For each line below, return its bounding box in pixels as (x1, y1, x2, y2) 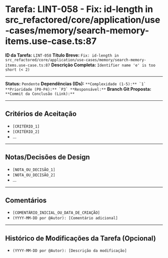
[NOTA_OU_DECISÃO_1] (12, 167, 55, 172)
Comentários (5, 196, 47, 204)
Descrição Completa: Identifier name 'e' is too (51, 62, 156, 68)
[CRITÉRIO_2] (12, 129, 40, 134)
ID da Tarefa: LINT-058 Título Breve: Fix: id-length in (5, 52, 119, 58)
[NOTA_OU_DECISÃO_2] (12, 172, 55, 178)
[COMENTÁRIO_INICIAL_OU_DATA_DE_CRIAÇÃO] (12, 210, 100, 215)
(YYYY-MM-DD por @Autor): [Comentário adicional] (12, 216, 118, 221)
